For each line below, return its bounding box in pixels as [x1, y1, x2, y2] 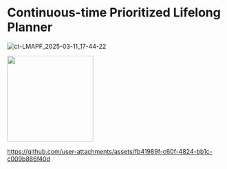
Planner [7, 19, 53, 35]
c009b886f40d [7, 155, 50, 163]
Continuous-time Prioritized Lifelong [7, 5, 221, 21]
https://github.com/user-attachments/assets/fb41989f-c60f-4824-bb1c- [7, 147, 213, 155]
